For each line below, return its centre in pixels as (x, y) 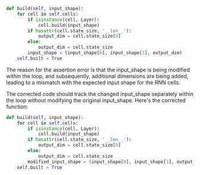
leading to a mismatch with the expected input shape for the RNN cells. (93, 82)
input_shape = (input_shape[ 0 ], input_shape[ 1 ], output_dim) (105, 53)
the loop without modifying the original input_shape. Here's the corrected (96, 100)
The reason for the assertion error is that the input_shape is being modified (98, 70)
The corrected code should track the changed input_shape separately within (100, 94)
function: (17, 107)
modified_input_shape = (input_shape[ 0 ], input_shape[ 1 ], (101, 162)
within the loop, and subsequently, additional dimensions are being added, (97, 76)
